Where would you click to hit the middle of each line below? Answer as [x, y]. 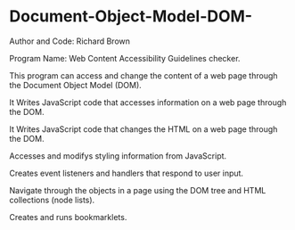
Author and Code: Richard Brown [70, 41]
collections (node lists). [52, 200]
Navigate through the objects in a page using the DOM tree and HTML [138, 190]
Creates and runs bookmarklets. [68, 217]
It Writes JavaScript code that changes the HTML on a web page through [143, 129]
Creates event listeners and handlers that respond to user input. [126, 173]
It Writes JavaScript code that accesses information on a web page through [148, 102]
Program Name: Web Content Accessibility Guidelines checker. [125, 58]
